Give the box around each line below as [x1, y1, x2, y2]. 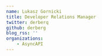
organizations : [6, 36, 44, 41]
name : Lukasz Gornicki [6, 8, 62, 15]
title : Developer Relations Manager [6, 14, 96, 20]
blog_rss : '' [6, 30, 38, 36]
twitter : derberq [6, 19, 49, 25]
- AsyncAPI [17, 41, 44, 47]
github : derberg [6, 24, 46, 31]
